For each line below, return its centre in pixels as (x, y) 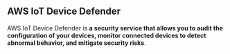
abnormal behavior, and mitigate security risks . (77, 43)
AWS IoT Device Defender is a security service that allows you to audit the (115, 28)
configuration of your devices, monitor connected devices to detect (107, 35)
